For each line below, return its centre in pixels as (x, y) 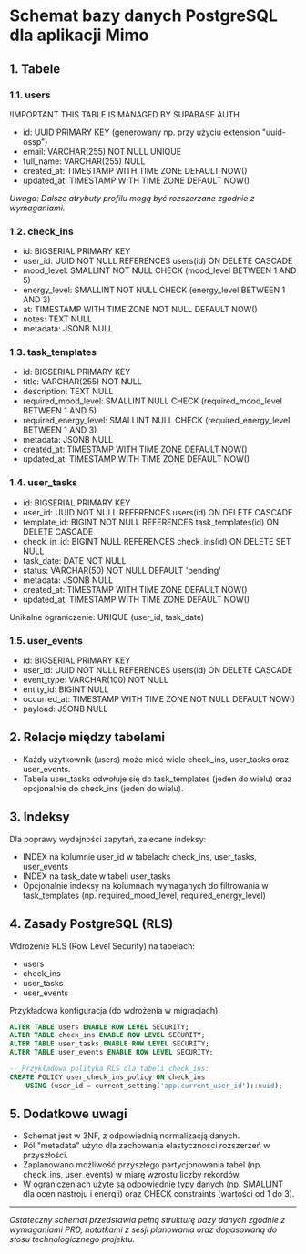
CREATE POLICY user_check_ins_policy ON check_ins (107, 1077)
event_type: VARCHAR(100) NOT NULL (95, 680)
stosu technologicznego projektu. (72, 1239)
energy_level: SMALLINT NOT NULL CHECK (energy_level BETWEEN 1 (154, 290)
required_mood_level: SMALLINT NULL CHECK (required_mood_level (152, 401)
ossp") (35, 141)
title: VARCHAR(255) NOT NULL (82, 382)
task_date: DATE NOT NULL (74, 560)
